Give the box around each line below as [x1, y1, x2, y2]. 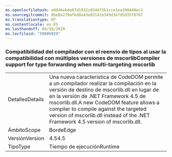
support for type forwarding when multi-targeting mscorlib [5, 61, 155, 68]
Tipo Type [8, 143, 31, 150]
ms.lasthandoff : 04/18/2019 [5, 27, 66, 32]
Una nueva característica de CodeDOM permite [49, 74, 163, 81]
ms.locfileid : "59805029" [5, 31, 60, 36]
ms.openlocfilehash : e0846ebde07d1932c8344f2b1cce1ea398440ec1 [5, 7, 143, 13]
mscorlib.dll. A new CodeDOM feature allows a [49, 99, 160, 106]
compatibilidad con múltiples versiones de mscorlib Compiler [5, 54, 160, 61]
